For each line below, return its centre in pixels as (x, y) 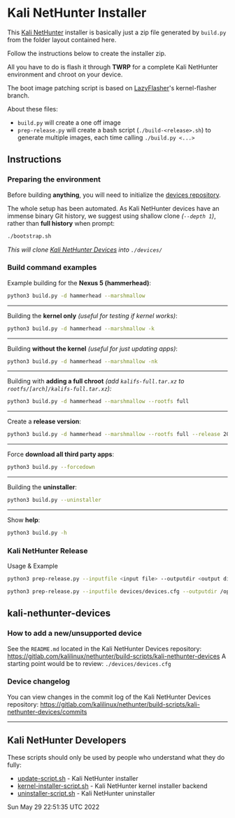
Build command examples (52, 268)
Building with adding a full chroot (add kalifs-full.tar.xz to (96, 381)
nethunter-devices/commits (47, 711)
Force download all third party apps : (60, 454)
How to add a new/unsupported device (74, 634)
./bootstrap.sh (29, 236)
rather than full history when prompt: (61, 223)
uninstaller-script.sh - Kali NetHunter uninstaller (86, 793)
